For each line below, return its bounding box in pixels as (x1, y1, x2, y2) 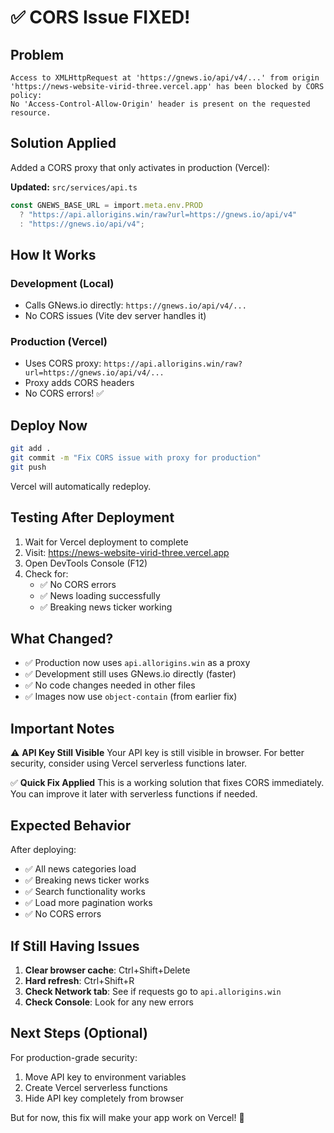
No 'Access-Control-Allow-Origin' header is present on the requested (10, 99, 311, 109)
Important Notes (10, 720, 115, 737)
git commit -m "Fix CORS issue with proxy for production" (10, 453, 262, 463)
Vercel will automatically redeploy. (10, 480, 152, 492)
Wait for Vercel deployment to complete (24, 536, 189, 548)
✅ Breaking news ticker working (39, 601, 173, 613)
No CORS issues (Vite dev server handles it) (24, 310, 207, 322)
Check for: (24, 567, 69, 580)
